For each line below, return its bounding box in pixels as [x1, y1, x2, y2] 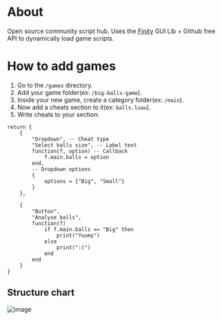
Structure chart [7, 287, 74, 299]
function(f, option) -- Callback [32, 147, 128, 155]
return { [7, 123, 32, 131]
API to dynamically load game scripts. [7, 34, 114, 42]
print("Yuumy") [56, 232, 100, 239]
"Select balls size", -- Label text [32, 142, 137, 149]
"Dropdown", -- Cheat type [32, 136, 110, 142]
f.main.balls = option [43, 153, 110, 160]
